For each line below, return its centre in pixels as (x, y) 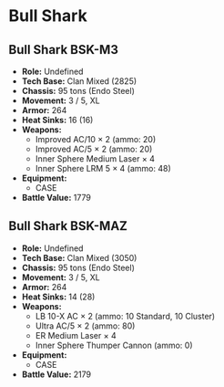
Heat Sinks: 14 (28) (58, 297)
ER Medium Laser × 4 (76, 335)
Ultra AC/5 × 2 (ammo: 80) (85, 326)
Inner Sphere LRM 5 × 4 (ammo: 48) (103, 168)
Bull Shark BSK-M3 (64, 50)
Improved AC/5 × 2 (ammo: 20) (94, 149)
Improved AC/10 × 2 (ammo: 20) (96, 139)
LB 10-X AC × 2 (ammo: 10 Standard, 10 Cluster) (125, 316)
